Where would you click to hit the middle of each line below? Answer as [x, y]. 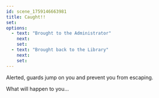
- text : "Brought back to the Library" [60, 50]
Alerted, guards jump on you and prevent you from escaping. [80, 77]
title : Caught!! [26, 17]
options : [17, 28]
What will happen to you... [38, 89]
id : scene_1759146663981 [36, 11]
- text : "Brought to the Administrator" [61, 33]
